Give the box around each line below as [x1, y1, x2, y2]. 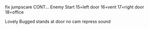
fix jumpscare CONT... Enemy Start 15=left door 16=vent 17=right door [5, 4, 144, 10]
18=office [5, 9, 24, 15]
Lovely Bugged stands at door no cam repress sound [5, 19, 111, 24]
